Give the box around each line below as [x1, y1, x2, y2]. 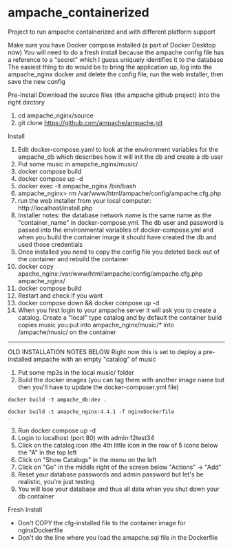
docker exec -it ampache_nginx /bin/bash [17, 182, 136, 190]
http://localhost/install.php [17, 204, 93, 212]
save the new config [8, 77, 66, 85]
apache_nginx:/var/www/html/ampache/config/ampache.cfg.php [17, 270, 203, 278]
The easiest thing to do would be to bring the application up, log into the [8, 63, 213, 71]
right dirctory [8, 98, 45, 106]
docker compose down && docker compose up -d [17, 298, 160, 307]
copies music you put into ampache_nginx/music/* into [17, 320, 174, 329]
